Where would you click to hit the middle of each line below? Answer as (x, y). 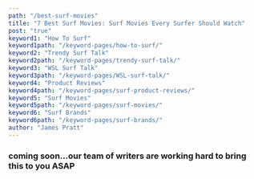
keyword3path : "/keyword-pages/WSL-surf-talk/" (89, 75)
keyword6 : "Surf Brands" (50, 113)
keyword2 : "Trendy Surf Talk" (59, 53)
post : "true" (30, 31)
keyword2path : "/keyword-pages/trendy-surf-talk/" (95, 61)
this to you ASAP (42, 165)
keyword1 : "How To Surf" (50, 38)
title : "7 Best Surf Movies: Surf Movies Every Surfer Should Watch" (127, 23)
